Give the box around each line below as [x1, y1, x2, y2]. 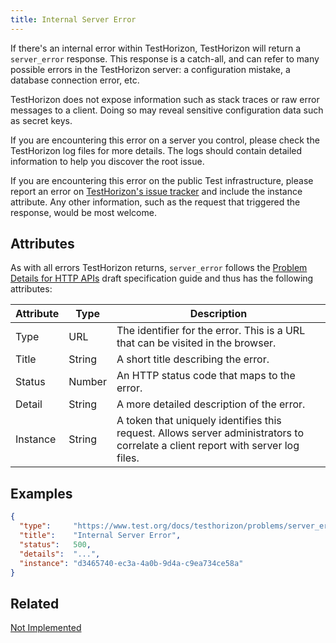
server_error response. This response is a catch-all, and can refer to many [10, 52, 320, 65]
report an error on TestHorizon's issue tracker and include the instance [10, 185, 303, 197]
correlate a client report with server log [116, 439, 300, 453]
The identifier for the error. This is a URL [116, 324, 306, 338]
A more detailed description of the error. [116, 397, 306, 411]
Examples [10, 485, 73, 502]
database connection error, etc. [10, 74, 140, 86]
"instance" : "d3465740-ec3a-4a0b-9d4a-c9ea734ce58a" [19, 558, 244, 568]
